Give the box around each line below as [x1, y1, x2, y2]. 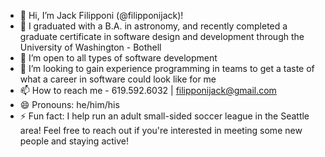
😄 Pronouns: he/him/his [19, 99, 120, 110]
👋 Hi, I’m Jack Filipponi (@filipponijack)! [19, 10, 184, 21]
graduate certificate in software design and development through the [19, 31, 305, 42]
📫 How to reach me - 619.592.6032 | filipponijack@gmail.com [19, 85, 277, 96]
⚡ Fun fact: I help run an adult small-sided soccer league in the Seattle [19, 110, 310, 122]
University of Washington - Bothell [19, 41, 162, 53]
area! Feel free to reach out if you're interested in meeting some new [19, 125, 303, 136]
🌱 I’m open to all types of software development [19, 52, 218, 64]
